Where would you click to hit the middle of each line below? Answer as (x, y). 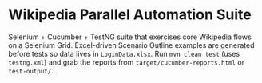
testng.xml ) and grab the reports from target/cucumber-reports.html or (127, 62)
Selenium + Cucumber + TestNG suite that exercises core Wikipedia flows (130, 37)
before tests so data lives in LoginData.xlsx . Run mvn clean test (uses (124, 53)
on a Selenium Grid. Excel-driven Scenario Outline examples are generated (131, 45)
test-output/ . (31, 70)
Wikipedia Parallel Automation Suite (130, 15)
